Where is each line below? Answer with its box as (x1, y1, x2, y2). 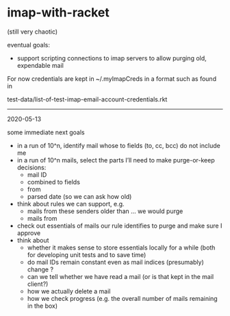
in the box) (27, 302, 58, 310)
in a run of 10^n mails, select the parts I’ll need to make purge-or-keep (16, 156, 215, 164)
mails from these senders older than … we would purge (27, 207, 183, 215)
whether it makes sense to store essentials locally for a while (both (27, 243, 216, 252)
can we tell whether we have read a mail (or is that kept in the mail (27, 272, 214, 280)
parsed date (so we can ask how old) (27, 192, 132, 200)
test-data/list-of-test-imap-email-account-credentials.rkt (7, 95, 168, 104)
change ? (27, 265, 53, 274)
